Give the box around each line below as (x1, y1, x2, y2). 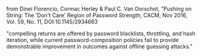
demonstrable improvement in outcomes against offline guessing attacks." (6, 43, 193, 50)
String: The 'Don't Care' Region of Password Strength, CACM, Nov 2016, (6, 12, 188, 19)
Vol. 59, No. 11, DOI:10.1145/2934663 (6, 18, 98, 25)
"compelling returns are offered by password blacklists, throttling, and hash (6, 30, 196, 37)
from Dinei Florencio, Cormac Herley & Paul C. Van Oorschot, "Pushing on (6, 5, 192, 12)
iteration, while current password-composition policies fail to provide (6, 37, 179, 43)
